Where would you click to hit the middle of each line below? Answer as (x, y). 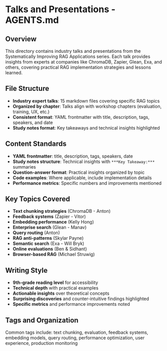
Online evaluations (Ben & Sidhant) (50, 249)
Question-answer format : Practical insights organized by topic (78, 172)
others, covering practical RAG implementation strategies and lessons (78, 67)
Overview (21, 39)
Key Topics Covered (38, 199)
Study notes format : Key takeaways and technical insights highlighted (86, 127)
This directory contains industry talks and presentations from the (73, 51)
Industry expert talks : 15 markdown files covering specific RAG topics (86, 101)
